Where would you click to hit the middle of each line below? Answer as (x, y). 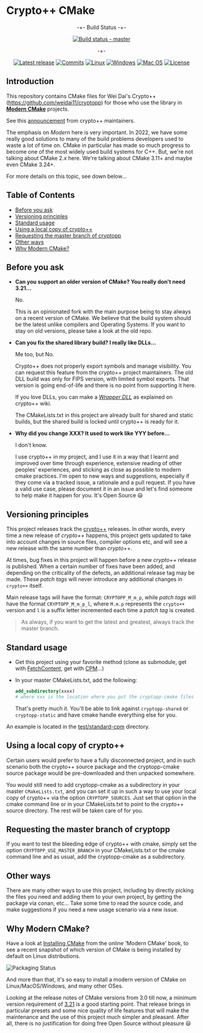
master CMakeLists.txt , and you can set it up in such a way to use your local (101, 791)
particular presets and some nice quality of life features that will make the (98, 1010)
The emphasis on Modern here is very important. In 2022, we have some (97, 132)
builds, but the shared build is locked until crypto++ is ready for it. (97, 422)
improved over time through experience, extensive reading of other (98, 463)
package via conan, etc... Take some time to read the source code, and (95, 903)
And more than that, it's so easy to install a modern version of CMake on (96, 979)
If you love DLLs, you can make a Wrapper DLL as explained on (94, 397)
